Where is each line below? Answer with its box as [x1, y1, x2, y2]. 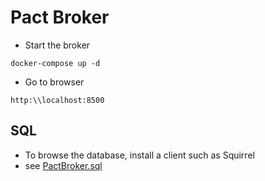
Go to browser [24, 76, 85, 88]
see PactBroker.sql [24, 159, 103, 171]
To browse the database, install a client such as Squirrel [24, 149, 255, 161]
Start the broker [24, 39, 91, 51]
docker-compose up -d [10, 58, 101, 68]
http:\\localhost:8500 [10, 95, 105, 105]
